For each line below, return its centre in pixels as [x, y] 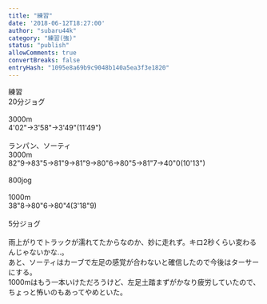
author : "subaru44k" [43, 30]
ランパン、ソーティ [40, 146]
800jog [20, 180]
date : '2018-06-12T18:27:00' [57, 23]
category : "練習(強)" [42, 38]
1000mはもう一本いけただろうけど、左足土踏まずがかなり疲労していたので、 [134, 282]
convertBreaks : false [44, 61]
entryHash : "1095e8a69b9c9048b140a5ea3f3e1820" [89, 68]
